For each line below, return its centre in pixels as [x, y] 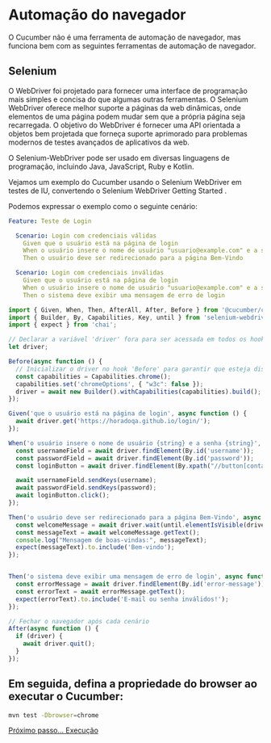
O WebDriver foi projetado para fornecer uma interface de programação [128, 90]
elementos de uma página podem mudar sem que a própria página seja [127, 116]
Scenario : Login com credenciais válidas [86, 236]
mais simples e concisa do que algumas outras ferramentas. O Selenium [128, 99]
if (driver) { [39, 636]
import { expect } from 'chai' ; [63, 325]
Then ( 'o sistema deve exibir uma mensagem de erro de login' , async [126, 577]
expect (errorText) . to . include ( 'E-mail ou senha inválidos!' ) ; [122, 599]
